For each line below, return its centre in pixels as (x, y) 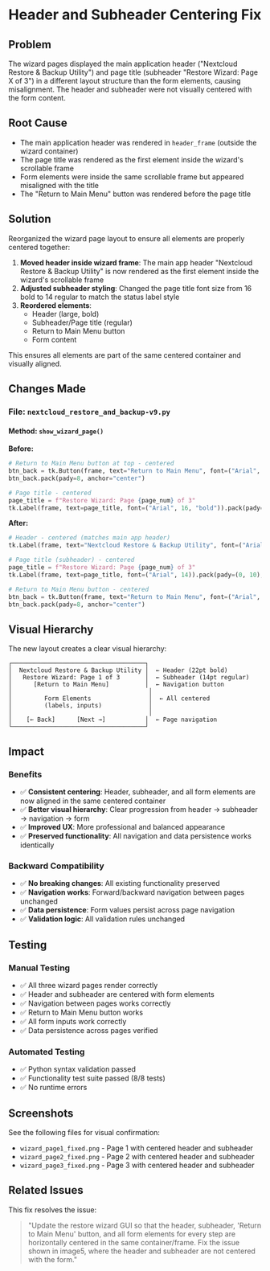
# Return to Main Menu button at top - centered (91, 464)
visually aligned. (35, 363)
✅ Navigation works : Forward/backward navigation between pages (132, 892)
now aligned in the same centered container (93, 801)
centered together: (39, 247)
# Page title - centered (50, 493)
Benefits (25, 774)
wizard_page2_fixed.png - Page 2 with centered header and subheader (137, 1156)
